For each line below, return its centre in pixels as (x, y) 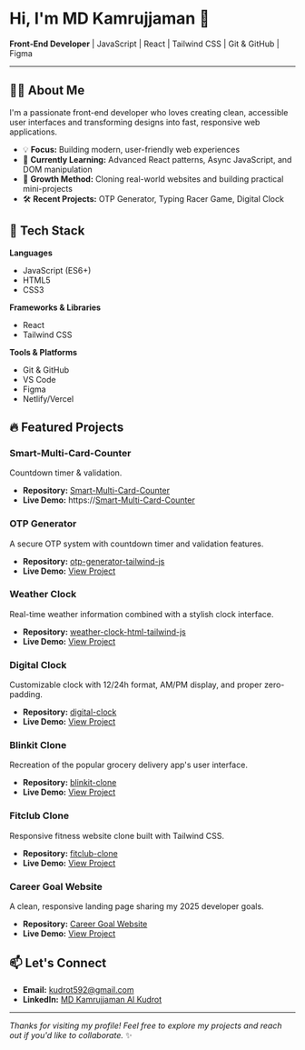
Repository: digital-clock (69, 712)
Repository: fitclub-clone (70, 853)
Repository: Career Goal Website (85, 924)
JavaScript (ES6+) (57, 270)
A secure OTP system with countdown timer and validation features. (137, 544)
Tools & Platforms (44, 352)
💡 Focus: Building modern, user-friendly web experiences (131, 149)
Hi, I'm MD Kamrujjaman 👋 (110, 19)
